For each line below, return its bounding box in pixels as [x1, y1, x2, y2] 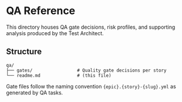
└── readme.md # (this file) [6, 72, 112, 79]
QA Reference [6, 4, 76, 18]
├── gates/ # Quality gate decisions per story [6, 67, 167, 73]
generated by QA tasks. [6, 89, 63, 96]
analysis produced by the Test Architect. [6, 29, 104, 36]
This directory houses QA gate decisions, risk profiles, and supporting [6, 23, 176, 30]
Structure [6, 47, 42, 57]
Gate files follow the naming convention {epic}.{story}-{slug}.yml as [6, 83, 176, 90]
